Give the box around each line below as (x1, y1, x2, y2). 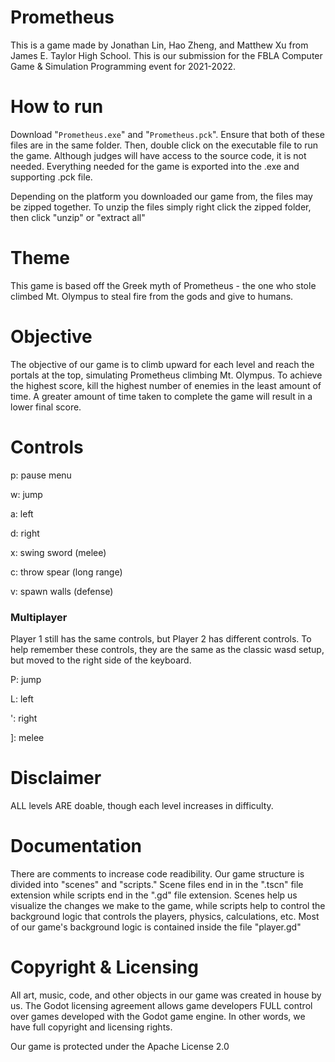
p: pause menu (10, 469, 72, 481)
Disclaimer (10, 767, 102, 790)
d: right (10, 527, 40, 539)
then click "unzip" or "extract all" (10, 211, 146, 223)
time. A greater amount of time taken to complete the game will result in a (10, 390, 313, 402)
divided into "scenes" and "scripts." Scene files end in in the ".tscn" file (10, 878, 304, 890)
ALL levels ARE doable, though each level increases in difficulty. (10, 799, 274, 811)
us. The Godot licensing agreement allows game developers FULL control (10, 999, 313, 1011)
